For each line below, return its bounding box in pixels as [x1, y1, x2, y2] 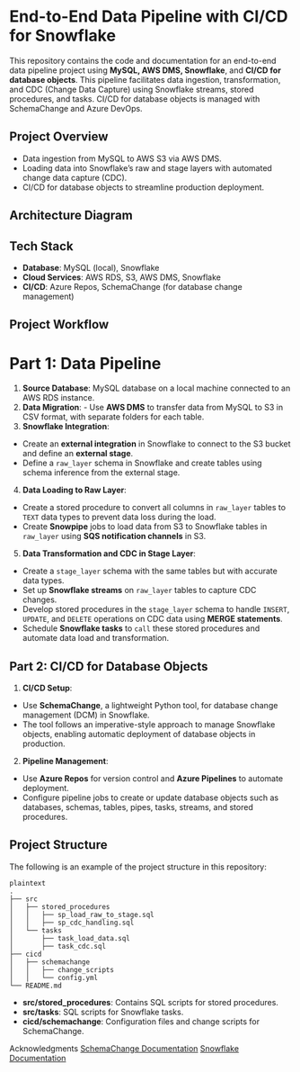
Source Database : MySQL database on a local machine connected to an [22, 383, 291, 393]
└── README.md [9, 981, 63, 990]
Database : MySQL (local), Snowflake [22, 262, 160, 273]
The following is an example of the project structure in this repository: [9, 861, 268, 872]
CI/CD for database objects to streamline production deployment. [22, 182, 265, 193]
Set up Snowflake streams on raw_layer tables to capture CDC [22, 585, 257, 596]
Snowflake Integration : [22, 421, 110, 432]
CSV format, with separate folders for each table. [22, 411, 205, 422]
